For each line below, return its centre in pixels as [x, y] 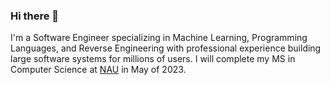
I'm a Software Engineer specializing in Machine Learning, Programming [159, 38]
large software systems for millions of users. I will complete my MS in [153, 59]
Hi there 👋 [35, 16]
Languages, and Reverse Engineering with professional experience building [166, 48]
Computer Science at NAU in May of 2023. [98, 70]
